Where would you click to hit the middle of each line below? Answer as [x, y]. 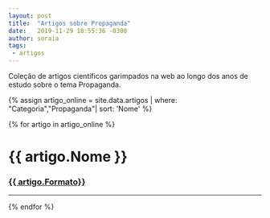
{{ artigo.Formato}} [47, 182]
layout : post [30, 16]
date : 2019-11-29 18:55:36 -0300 [68, 31]
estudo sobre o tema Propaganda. [65, 84]
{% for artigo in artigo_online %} [62, 124]
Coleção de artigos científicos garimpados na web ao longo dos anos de [129, 76]
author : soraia [34, 38]
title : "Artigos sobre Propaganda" [70, 23]
